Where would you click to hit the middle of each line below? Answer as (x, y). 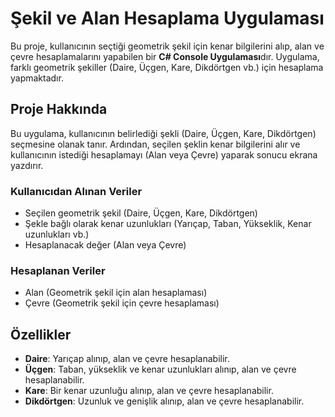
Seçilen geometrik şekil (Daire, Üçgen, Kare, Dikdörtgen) (141, 213)
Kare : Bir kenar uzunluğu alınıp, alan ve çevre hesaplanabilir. (149, 391)
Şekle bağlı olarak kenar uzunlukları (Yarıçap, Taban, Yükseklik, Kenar (168, 224)
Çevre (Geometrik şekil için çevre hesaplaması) (122, 303)
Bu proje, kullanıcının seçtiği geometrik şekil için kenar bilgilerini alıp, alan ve (167, 46)
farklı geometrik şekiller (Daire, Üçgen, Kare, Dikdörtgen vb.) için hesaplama (167, 67)
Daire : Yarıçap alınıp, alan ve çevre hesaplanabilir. (127, 359)
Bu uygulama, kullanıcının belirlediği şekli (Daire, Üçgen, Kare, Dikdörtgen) (163, 133)
